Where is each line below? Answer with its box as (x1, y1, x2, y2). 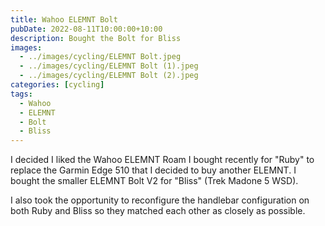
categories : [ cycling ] (10, 80, 105, 90)
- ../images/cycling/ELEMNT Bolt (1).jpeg (19, 61, 199, 71)
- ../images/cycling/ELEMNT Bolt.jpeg (19, 52, 182, 62)
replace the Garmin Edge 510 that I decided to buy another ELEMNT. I (10, 164, 297, 176)
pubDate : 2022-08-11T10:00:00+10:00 (10, 24, 163, 34)
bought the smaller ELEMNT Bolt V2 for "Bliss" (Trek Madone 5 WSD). (10, 175, 299, 187)
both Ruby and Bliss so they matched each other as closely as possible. (10, 205, 306, 217)
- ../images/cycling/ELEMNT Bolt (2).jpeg (19, 71, 199, 81)
